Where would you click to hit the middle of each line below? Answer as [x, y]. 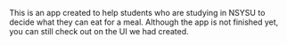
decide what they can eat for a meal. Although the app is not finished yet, [144, 22]
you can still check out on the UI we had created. [99, 31]
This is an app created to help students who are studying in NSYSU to [137, 13]
